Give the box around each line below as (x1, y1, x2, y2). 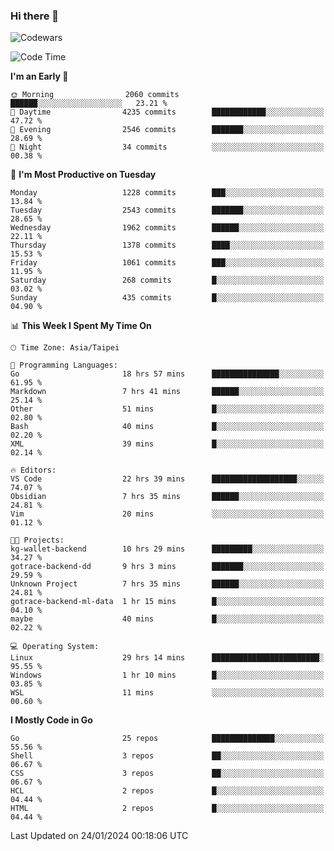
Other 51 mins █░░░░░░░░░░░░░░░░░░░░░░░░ (10, 404, 325, 414)
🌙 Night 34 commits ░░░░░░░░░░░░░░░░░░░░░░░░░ (10, 142, 325, 153)
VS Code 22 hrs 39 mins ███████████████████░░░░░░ (10, 474, 325, 484)
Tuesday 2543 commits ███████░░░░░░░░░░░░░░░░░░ (10, 205, 325, 216)
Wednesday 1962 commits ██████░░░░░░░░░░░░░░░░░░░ (10, 223, 325, 233)
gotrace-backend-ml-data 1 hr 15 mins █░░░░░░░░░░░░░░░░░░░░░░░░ (10, 597, 325, 607)
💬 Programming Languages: (10, 360, 118, 371)
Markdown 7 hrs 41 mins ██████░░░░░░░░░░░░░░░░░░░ (10, 387, 325, 397)
